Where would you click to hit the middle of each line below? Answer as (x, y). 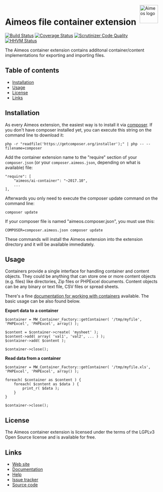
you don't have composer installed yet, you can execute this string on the (78, 130)
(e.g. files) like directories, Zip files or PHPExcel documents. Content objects (81, 282)
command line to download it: (35, 135)
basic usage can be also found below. (43, 301)
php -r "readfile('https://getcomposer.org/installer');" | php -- (75, 144)
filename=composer (24, 148)
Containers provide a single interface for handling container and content (77, 271)
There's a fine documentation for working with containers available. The (77, 296)
